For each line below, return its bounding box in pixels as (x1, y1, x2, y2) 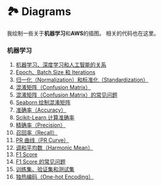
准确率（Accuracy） (15, 106, 67, 114)
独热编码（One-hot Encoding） (15, 173, 94, 181)
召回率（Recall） (15, 129, 58, 136)
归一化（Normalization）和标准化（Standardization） (15, 76, 149, 83)
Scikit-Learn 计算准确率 (15, 114, 75, 121)
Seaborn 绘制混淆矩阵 (15, 99, 71, 106)
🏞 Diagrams (7, 5, 72, 19)
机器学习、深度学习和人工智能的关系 (15, 61, 107, 68)
